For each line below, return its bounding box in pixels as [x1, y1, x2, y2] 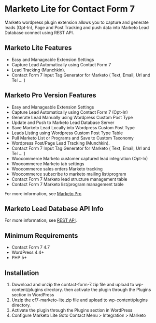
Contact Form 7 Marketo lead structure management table [11, 176, 128, 182]
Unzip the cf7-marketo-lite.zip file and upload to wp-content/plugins [11, 297, 148, 303]
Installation [4, 269, 39, 277]
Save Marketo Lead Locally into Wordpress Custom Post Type [11, 124, 135, 130]
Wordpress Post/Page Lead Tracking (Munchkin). [11, 140, 110, 146]
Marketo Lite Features [4, 44, 72, 52]
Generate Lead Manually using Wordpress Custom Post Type [11, 114, 133, 120]
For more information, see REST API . [4, 217, 77, 223]
